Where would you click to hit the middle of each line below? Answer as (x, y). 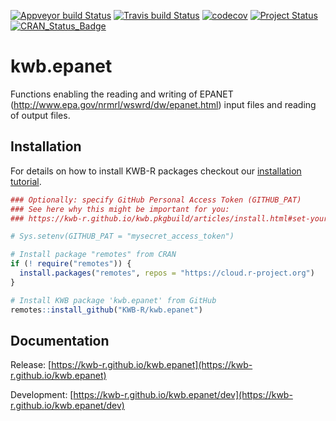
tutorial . (26, 181)
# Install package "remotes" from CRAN (93, 255)
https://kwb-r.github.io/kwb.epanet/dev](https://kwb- (183, 395)
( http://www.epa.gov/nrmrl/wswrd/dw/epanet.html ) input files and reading (163, 104)
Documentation (60, 340)
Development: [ (42, 395)
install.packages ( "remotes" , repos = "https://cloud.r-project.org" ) (167, 273)
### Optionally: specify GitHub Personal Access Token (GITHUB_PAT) (156, 200)
